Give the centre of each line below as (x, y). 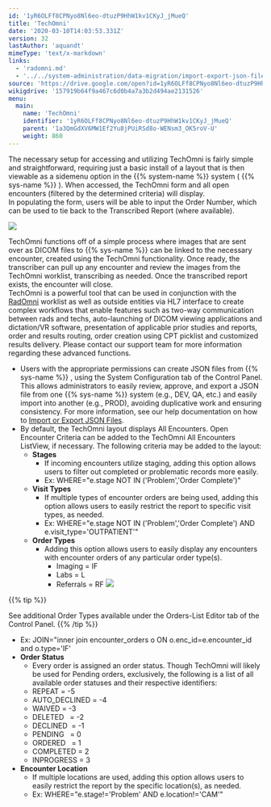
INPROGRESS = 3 (61, 759)
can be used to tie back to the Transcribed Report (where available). (122, 210)
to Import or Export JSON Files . (72, 420)
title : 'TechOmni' (39, 23)
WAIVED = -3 (54, 708)
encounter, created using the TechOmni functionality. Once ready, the (124, 258)
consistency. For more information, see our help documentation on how (139, 411)
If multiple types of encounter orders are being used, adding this (151, 497)
